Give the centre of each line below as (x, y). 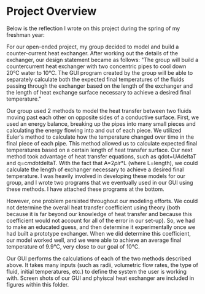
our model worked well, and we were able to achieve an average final (94, 240)
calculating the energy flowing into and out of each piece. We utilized (94, 130)
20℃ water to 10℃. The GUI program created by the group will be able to (100, 72)
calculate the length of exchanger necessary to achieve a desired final (95, 169)
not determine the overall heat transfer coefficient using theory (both (93, 207)
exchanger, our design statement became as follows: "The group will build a (102, 60)
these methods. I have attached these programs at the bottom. (85, 189)
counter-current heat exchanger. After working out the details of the (92, 53)
